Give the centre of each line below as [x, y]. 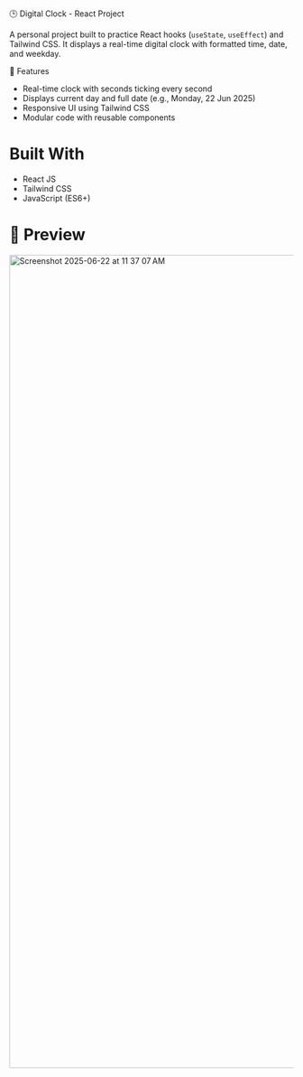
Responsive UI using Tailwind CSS [86, 108]
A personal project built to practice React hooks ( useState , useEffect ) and [147, 34]
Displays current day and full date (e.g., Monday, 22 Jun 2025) [139, 98]
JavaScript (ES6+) [56, 198]
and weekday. [35, 54]
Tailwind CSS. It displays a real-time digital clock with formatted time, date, [148, 44]
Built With [47, 154]
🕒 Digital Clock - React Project [67, 14]
